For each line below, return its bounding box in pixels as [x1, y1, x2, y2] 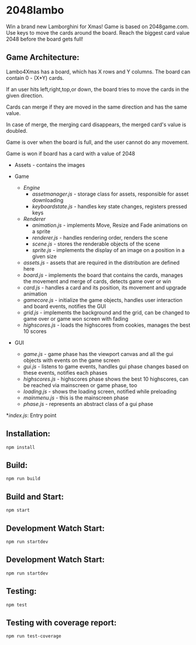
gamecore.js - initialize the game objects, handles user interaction [23, 296, 183, 303]
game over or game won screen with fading [23, 315, 129, 322]
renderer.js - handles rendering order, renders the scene [32, 234, 168, 241]
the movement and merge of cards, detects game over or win [23, 277, 171, 285]
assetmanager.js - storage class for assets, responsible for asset [32, 190, 189, 197]
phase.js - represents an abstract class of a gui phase [23, 400, 154, 407]
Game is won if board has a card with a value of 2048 [6, 150, 136, 157]
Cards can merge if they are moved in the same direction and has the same [6, 103, 187, 110]
